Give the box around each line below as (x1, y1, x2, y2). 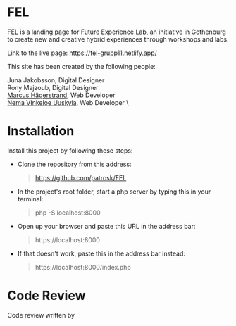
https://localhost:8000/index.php (35, 263, 132, 271)
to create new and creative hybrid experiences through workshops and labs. (7, 35, 229, 43)
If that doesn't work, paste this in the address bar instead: (17, 249, 185, 258)
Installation (7, 123, 75, 139)
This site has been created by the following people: (7, 62, 156, 70)
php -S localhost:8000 (35, 208, 101, 217)
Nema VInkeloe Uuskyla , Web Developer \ (7, 98, 129, 106)
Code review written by (7, 311, 75, 319)
